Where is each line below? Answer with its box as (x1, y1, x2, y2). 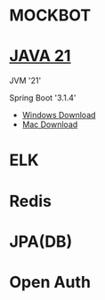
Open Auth (9, 272, 92, 292)
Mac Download (21, 119, 78, 130)
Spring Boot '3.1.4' (9, 92, 77, 103)
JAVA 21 (9, 46, 71, 67)
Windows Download (21, 110, 96, 121)
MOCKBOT (9, 5, 92, 26)
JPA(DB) (9, 232, 73, 251)
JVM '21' (9, 75, 42, 86)
